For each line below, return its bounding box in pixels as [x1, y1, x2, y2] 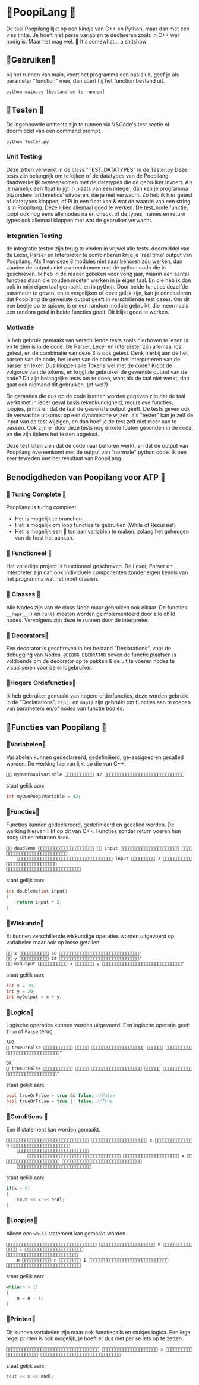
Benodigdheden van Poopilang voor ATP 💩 [6, 472, 166, 482]
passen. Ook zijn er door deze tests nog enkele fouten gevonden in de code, [6, 425, 194, 432]
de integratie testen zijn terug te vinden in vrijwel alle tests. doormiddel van [6, 245, 190, 252]
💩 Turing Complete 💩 [6, 490, 67, 498]
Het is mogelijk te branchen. [14, 515, 84, 522]
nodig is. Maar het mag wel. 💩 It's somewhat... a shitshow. [6, 38, 148, 45]
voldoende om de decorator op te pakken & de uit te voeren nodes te [6, 658, 175, 665]
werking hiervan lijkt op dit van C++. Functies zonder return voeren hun [6, 828, 181, 835]
